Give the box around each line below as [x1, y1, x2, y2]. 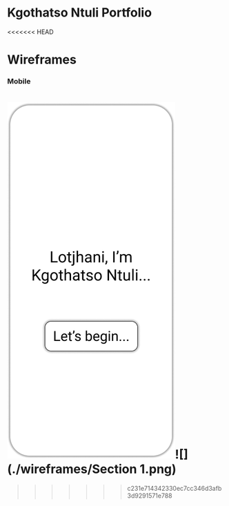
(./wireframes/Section [7, 461, 137, 477]
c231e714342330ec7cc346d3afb [127, 484, 222, 492]
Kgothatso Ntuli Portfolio [7, 5, 152, 21]
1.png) [139, 461, 177, 477]
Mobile [7, 77, 31, 86]
